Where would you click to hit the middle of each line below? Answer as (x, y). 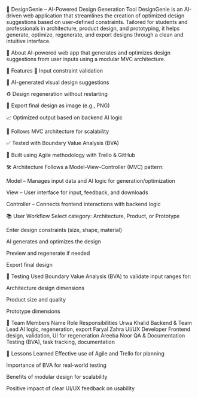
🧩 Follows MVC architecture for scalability (58, 131)
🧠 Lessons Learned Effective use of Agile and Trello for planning (85, 353)
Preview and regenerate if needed (48, 253)
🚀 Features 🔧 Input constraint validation (55, 71)
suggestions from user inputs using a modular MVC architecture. (86, 59)
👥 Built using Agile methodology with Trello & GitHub (71, 155)
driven (14, 16)
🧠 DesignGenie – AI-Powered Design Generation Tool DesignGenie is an (95, 9)
